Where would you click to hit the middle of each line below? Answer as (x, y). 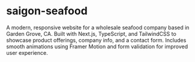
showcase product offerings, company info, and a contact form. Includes (96, 40)
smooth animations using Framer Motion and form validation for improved (97, 46)
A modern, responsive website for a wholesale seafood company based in (98, 27)
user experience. (27, 52)
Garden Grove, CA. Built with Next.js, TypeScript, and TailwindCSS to (91, 33)
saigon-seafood (47, 11)
